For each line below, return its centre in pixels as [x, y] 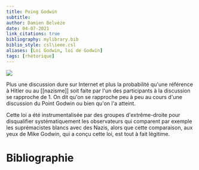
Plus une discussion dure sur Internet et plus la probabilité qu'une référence [99, 84]
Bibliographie [40, 158]
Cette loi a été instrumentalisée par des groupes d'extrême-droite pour [93, 115]
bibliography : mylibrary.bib [42, 39]
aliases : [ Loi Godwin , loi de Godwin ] [54, 51]
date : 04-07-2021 [28, 28]
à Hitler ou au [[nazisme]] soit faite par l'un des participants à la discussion [98, 91]
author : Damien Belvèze [36, 23]
